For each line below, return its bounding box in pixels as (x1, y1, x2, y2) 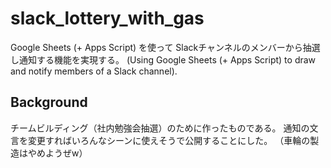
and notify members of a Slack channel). (10, 65, 178, 77)
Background (10, 94, 88, 111)
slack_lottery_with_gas (10, 7, 205, 30)
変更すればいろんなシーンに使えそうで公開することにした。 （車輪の (27, 134, 311, 146)
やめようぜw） (27, 147, 88, 159)
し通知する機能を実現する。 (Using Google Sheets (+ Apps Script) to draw (10, 53, 317, 66)
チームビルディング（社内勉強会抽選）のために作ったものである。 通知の (10, 122, 310, 134)
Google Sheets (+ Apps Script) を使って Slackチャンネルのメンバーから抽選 (10, 41, 321, 53)
